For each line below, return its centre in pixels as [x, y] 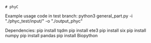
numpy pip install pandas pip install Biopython [51, 36]
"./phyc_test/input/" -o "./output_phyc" [44, 21]
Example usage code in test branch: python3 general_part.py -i [69, 16]
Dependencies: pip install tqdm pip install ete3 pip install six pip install [75, 30]
